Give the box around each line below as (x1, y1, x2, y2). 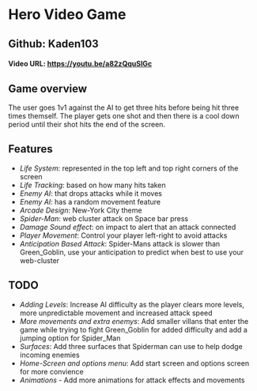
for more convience (19, 367, 85, 376)
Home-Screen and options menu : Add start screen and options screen (19, 358, 250, 368)
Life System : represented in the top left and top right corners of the (19, 164, 239, 173)
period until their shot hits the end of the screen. (8, 119, 166, 129)
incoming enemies (19, 350, 81, 359)
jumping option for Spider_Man (19, 333, 121, 343)
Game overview (8, 81, 88, 96)
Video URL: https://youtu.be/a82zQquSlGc (8, 59, 153, 69)
